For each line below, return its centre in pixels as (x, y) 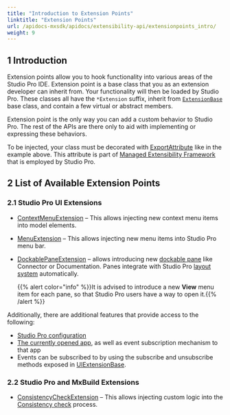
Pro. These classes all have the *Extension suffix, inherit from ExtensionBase (115, 99)
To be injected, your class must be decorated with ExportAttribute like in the (114, 147)
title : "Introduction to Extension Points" (70, 13)
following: (21, 322)
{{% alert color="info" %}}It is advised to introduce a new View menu (115, 287)
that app (29, 350)
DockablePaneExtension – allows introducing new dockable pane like (115, 259)
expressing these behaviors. (47, 134)
